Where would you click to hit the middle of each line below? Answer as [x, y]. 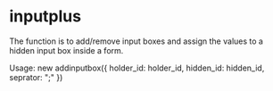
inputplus [45, 17]
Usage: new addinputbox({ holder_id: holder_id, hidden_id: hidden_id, [137, 68]
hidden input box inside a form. [66, 50]
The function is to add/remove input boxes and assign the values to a [136, 41]
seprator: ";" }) [36, 77]
